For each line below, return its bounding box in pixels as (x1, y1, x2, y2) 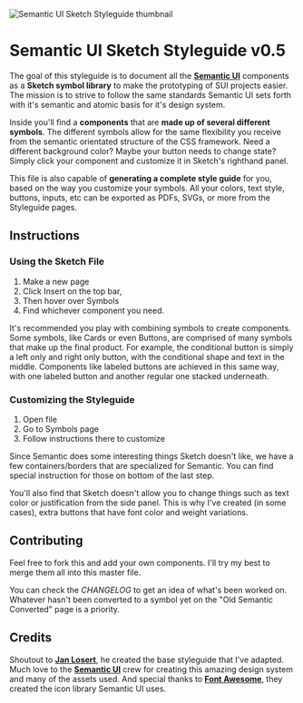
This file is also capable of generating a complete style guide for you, (9, 172, 272, 183)
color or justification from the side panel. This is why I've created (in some (9, 497, 287, 508)
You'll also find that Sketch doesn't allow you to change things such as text (9, 487, 289, 498)
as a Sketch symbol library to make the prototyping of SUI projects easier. (9, 80, 288, 91)
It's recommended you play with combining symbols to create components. (9, 322, 292, 333)
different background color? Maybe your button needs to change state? (9, 145, 277, 156)
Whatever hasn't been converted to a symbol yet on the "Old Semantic (9, 594, 274, 605)
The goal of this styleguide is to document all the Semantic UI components (9, 70, 289, 81)
